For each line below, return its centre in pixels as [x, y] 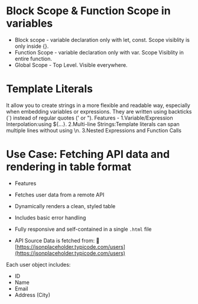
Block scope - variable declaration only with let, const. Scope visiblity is [102, 40]
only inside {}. [32, 46]
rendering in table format [69, 167]
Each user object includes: [38, 264]
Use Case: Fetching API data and [88, 154]
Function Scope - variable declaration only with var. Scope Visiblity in [99, 52]
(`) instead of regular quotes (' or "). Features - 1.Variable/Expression [90, 118]
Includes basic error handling [50, 218]
